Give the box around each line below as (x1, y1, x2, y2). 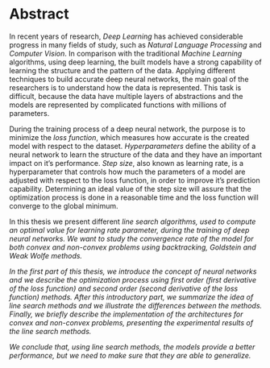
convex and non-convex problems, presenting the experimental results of (9, 317, 253, 327)
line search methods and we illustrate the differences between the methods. (9, 300, 263, 310)
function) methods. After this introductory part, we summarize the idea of (9, 292, 254, 302)
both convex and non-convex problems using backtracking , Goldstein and (9, 242, 256, 252)
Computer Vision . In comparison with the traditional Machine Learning (9, 48, 243, 58)
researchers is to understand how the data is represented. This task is (9, 82, 242, 93)
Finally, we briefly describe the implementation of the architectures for (9, 309, 244, 319)
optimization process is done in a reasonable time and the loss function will (9, 192, 259, 202)
